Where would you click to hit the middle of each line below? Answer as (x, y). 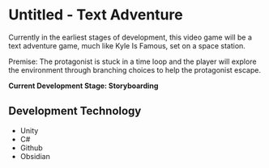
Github (31, 148)
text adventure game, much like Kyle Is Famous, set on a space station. (127, 45)
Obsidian (35, 156)
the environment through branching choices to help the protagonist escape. (135, 69)
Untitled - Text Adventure (96, 15)
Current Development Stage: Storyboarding (83, 86)
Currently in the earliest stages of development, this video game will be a (130, 37)
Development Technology (75, 111)
